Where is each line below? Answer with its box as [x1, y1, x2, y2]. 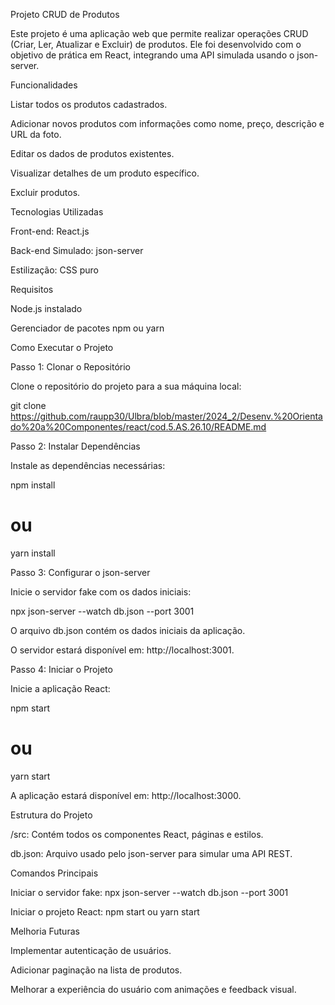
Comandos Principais [10, 867, 99, 879]
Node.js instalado [10, 303, 83, 314]
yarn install [10, 547, 56, 559]
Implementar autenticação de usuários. [10, 944, 172, 956]
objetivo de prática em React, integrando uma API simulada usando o [10, 49, 295, 61]
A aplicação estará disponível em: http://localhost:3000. [10, 789, 242, 801]
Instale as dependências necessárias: [10, 460, 166, 471]
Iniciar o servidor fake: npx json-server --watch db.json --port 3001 [10, 886, 289, 898]
